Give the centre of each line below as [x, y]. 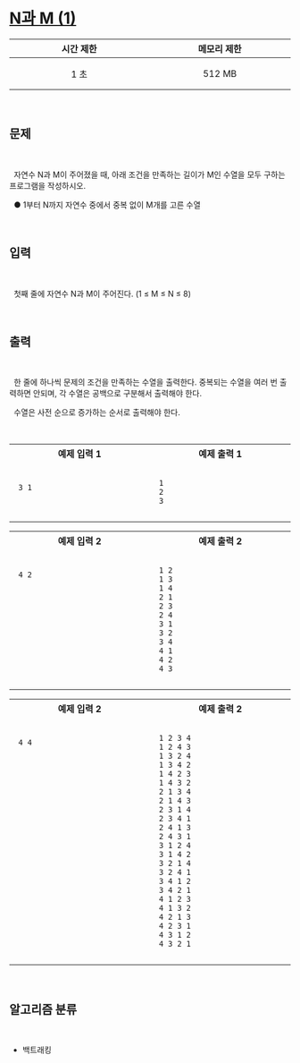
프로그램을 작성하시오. [48, 185]
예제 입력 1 [79, 455]
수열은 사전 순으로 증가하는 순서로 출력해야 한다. [97, 412]
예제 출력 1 [221, 455]
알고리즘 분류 [43, 1009]
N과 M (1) [43, 18]
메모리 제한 [220, 48]
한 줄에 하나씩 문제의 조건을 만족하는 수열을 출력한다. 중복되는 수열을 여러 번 [146, 382]
